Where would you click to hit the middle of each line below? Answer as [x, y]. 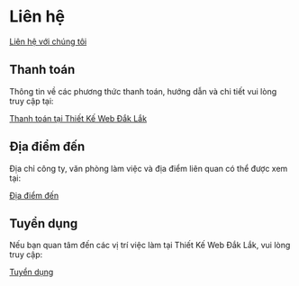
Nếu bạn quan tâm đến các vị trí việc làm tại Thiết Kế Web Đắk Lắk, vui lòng [150, 246]
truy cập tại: [32, 101]
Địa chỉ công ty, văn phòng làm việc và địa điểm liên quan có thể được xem [149, 168]
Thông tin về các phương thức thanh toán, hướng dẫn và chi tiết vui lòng [143, 91]
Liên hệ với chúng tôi [48, 41]
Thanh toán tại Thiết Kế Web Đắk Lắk [78, 118]
